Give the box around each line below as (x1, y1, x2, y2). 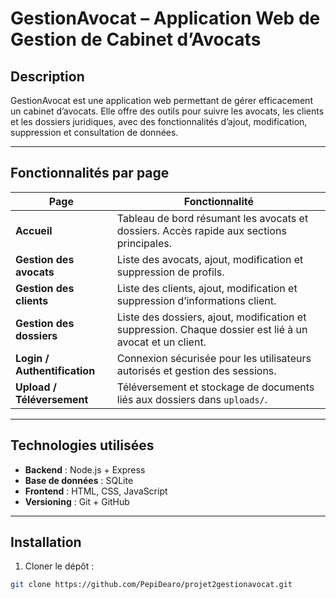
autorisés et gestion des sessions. (116, 363, 277, 377)
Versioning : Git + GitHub (24, 495, 130, 507)
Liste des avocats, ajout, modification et (116, 252, 304, 266)
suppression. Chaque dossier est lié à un (116, 322, 308, 336)
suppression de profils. (116, 265, 225, 279)
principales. (116, 236, 172, 250)
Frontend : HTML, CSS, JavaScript (24, 485, 168, 497)
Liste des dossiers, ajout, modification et (116, 310, 307, 324)
